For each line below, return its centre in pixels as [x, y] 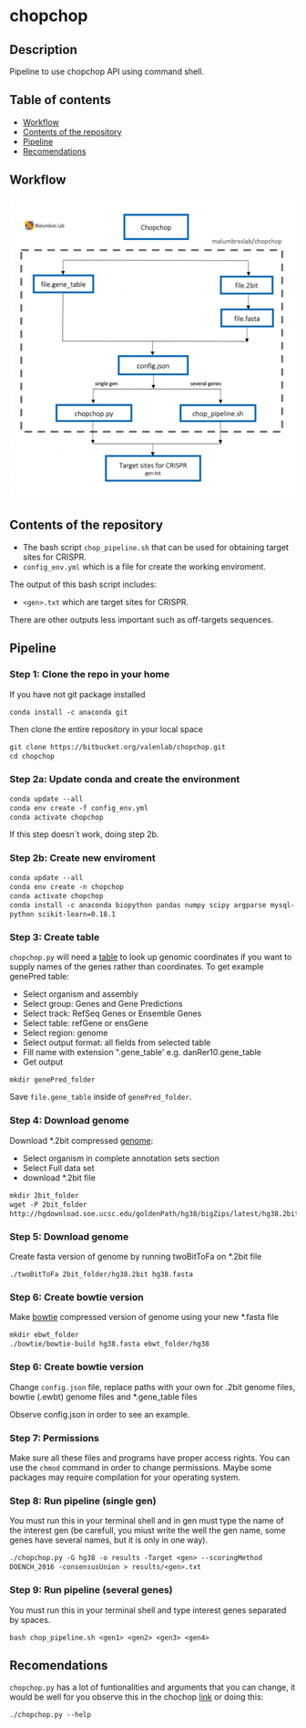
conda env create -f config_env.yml [79, 808]
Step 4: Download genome [69, 1121]
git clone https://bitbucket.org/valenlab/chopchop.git [117, 747]
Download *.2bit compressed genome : [82, 1140]
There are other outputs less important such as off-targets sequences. [142, 619]
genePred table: [40, 977]
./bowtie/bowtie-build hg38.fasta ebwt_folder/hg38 [109, 1344]
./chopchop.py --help [51, 1715]
